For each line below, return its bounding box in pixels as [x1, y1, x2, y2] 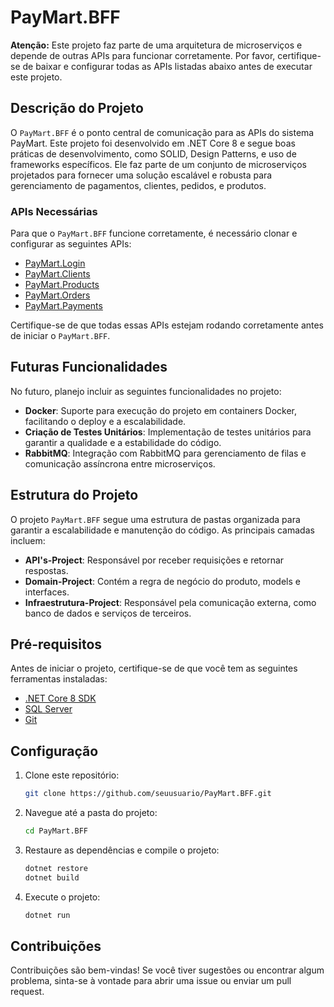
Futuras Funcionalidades [10, 359, 168, 376]
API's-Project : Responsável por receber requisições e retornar [24, 554, 285, 566]
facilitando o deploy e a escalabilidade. [24, 415, 187, 427]
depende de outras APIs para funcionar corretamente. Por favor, [10, 49, 276, 61]
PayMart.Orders [24, 289, 91, 301]
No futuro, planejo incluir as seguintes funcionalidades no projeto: [10, 385, 282, 397]
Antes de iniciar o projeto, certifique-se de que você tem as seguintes [10, 662, 298, 675]
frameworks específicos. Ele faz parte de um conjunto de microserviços [10, 158, 307, 170]
